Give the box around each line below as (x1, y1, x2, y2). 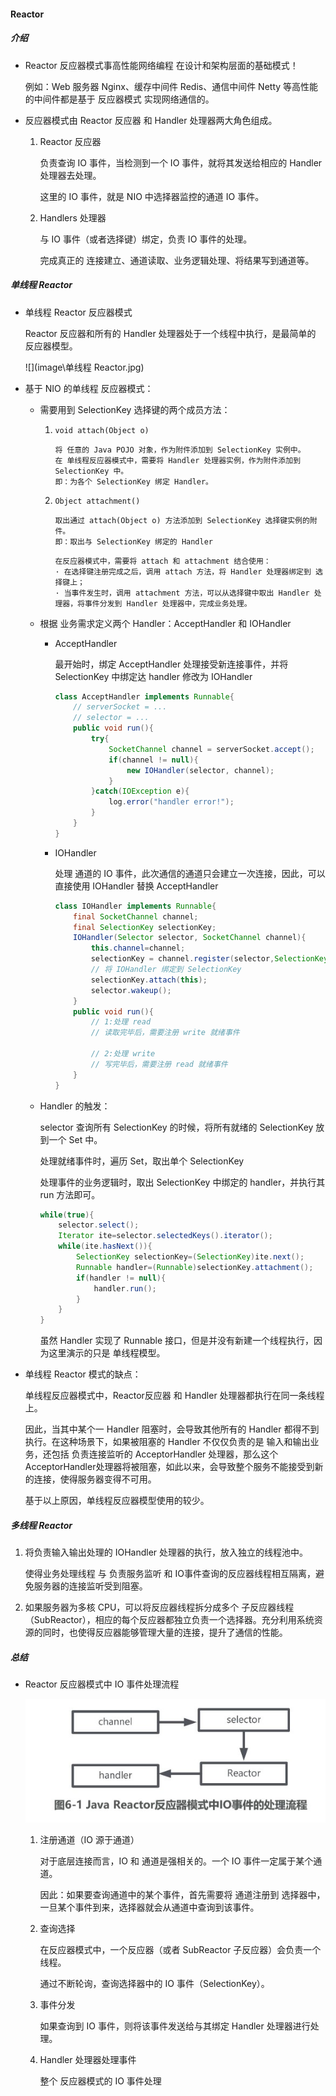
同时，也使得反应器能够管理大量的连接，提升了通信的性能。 (42, 1626, 288, 1639)
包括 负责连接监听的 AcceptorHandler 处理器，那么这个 (51, 1448, 279, 1460)
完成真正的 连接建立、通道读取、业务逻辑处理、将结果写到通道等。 (39, 254, 315, 266)
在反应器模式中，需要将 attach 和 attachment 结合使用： (54, 556, 272, 566)
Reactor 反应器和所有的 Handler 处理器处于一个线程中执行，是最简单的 (24, 327, 317, 339)
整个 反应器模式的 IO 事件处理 (39, 2075, 162, 2087)
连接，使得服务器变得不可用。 (33, 1473, 157, 1485)
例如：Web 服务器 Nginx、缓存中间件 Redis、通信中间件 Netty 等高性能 (24, 80, 319, 92)
